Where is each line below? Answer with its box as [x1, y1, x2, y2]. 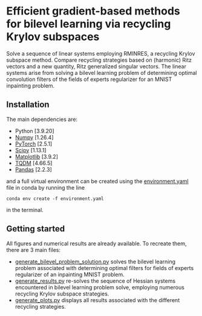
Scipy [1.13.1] [15, 146, 47, 153]
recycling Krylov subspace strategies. [15, 290, 109, 297]
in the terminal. [6, 206, 44, 213]
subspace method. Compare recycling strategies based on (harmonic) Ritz [6, 56, 192, 63]
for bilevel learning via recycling [6, 17, 171, 31]
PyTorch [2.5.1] [15, 140, 53, 147]
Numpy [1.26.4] [15, 134, 54, 141]
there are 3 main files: [6, 246, 61, 253]
